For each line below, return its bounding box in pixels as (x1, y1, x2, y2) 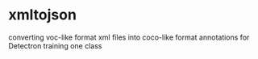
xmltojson (8, 6, 77, 24)
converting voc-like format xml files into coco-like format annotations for (8, 32, 250, 42)
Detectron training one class (8, 40, 102, 50)
